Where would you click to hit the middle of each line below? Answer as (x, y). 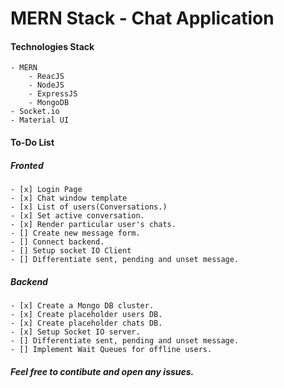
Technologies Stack (52, 46)
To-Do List (32, 142)
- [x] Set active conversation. (77, 215)
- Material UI (40, 120)
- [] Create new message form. (75, 233)
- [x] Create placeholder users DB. (86, 314)
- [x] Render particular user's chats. (93, 224)
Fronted (27, 165)
